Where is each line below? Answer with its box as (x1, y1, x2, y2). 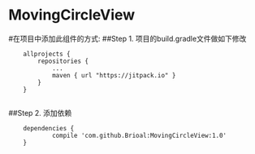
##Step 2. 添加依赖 (8, 108, 72, 117)
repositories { (37, 57, 89, 65)
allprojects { (23, 50, 71, 58)
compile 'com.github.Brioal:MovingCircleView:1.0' (51, 131, 227, 139)
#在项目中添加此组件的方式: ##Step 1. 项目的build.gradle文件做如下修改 (8, 33, 247, 43)
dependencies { (23, 124, 75, 132)
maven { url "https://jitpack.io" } (51, 71, 176, 79)
